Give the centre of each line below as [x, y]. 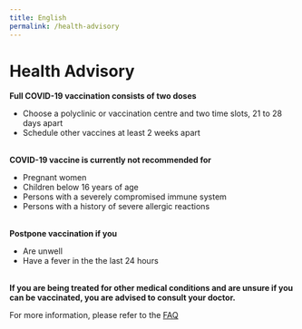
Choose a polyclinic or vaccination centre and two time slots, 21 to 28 [152, 113]
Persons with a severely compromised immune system [124, 197]
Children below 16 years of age [80, 188]
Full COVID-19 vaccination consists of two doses [103, 96]
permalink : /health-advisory [64, 26]
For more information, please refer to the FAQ [94, 315]
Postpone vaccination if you [63, 234]
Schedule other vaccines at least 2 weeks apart [112, 133]
